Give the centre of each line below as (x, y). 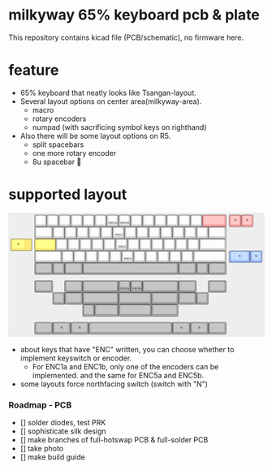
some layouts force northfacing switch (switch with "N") (114, 384)
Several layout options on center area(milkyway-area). (111, 101)
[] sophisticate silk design (63, 431)
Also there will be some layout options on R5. (95, 136)
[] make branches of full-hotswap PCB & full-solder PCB (114, 440)
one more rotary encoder (74, 153)
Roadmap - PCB (40, 405)
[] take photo (42, 449)
